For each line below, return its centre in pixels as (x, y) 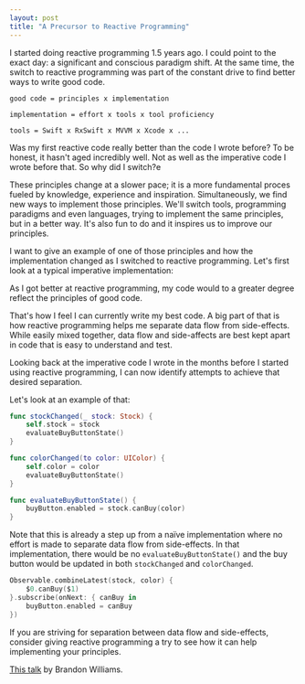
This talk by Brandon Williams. (66, 669)
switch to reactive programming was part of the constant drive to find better (152, 72)
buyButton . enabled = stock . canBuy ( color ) (105, 508)
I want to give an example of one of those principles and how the (131, 251)
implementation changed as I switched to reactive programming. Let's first (149, 261)
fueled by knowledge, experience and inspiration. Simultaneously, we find (148, 194)
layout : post (34, 18)
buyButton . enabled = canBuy (79, 606)
